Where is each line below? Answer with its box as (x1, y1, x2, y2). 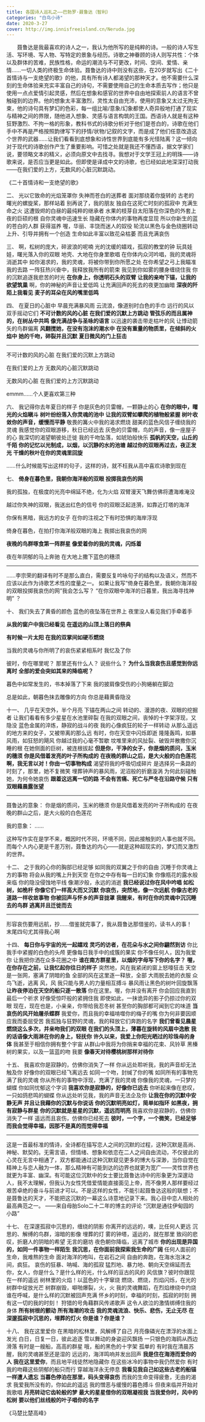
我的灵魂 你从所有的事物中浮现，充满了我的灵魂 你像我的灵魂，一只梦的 (16, 1076, 196, 1084)
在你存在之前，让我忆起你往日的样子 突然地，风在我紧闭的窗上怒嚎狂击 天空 (6, 964, 196, 971)
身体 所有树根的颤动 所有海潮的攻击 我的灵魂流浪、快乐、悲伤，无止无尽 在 (6, 1307, 194, 1314)
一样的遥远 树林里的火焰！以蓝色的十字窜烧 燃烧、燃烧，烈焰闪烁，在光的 (11, 1276, 196, 1284)
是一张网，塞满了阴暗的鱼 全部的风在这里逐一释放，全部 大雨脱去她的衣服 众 (6, 972, 198, 979)
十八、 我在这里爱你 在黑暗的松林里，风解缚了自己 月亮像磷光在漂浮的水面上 (6, 1328, 198, 1335)
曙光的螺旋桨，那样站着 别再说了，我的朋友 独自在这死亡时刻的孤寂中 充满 (6, 199, 193, 207)
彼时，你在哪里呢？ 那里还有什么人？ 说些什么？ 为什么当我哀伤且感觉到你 (6, 660, 193, 667)
